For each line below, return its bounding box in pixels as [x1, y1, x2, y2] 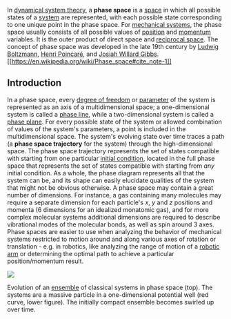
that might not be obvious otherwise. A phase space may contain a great [7, 183, 214, 192]
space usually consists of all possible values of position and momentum [7, 28, 212, 36]
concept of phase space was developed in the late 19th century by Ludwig [7, 43, 219, 50]
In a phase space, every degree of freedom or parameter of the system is [7, 95, 216, 104]
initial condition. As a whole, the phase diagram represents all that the [7, 168, 205, 177]
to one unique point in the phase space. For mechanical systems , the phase [7, 21, 222, 28]
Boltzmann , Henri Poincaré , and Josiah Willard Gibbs [7, 50, 157, 58]
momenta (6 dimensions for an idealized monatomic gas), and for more [7, 205, 209, 213]
